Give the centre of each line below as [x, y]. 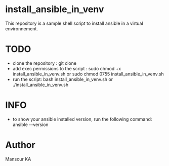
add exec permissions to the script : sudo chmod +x [67, 68]
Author [20, 145]
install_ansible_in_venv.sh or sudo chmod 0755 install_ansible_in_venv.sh [88, 74]
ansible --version [31, 124]
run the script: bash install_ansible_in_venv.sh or [62, 79]
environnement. [22, 28]
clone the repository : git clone [45, 63]
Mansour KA [18, 159]
